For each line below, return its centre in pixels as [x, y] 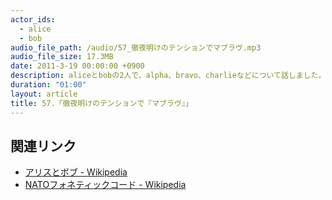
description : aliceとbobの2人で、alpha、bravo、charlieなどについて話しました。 [168, 76]
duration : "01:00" [48, 85]
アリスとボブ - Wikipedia [76, 172]
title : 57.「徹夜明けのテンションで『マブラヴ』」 [101, 103]
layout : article [44, 94]
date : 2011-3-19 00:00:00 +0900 [77, 66]
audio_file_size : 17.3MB [62, 57]
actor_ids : [33, 19]
